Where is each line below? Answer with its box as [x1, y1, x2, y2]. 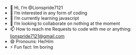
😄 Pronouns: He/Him [9, 39, 54, 44]
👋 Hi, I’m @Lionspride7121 [9, 5, 63, 10]
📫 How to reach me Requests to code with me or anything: [9, 26, 132, 32]
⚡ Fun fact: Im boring [9, 44, 53, 50]
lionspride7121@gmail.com [9, 33, 65, 39]
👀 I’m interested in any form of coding [9, 10, 88, 16]
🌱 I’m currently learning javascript [9, 15, 79, 21]
